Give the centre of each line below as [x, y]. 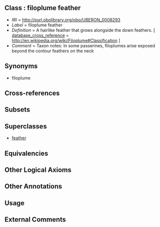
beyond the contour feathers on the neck [53, 51]
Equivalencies [26, 153]
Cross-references [32, 93]
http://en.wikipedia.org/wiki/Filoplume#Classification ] [66, 40]
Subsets [17, 110]
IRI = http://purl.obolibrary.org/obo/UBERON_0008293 [66, 19]
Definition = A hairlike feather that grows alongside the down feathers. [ [83, 30]
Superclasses [26, 126]
